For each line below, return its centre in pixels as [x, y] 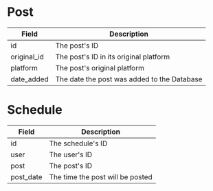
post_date [26, 177]
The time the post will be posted [101, 177]
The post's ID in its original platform [113, 57]
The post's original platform [100, 68]
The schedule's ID [78, 143]
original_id [27, 57]
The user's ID [71, 154]
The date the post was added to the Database [129, 79]
